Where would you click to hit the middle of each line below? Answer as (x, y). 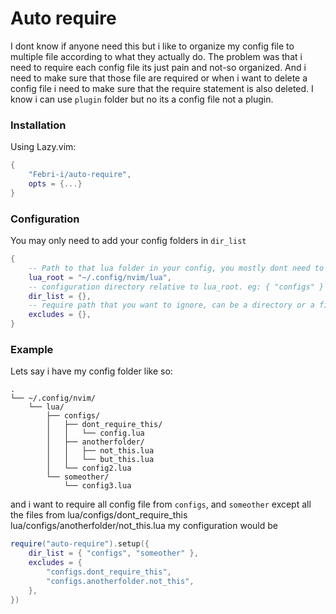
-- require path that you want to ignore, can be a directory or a (171, 305)
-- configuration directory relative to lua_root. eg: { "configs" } (176, 287)
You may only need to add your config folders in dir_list (128, 241)
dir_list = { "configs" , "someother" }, (113, 553)
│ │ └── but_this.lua (100, 460)
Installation (38, 125)
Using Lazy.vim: (43, 147)
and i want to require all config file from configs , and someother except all (161, 504)
